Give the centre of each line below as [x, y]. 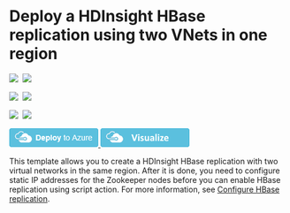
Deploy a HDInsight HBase [107, 16]
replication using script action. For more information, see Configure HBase [145, 189]
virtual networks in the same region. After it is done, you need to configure [145, 171]
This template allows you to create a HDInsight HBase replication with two [144, 161]
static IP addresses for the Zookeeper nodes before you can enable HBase [145, 179]
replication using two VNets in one [138, 35]
